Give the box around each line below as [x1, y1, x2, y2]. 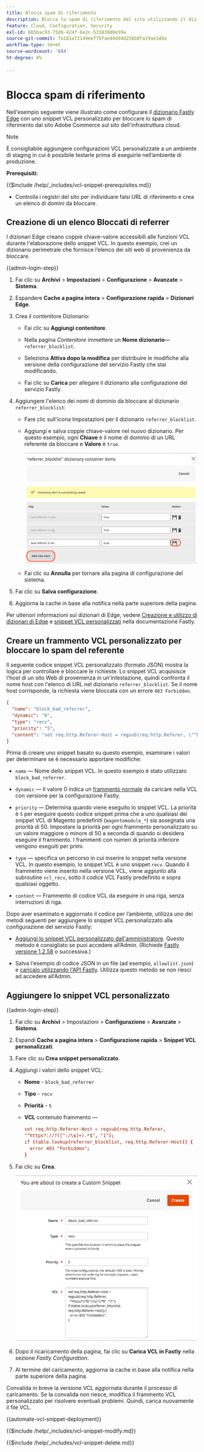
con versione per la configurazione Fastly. [15, 792, 120, 799]
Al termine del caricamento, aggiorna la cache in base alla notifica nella [15, 1366, 194, 1373]
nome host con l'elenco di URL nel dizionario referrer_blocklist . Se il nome [6, 681, 198, 688]
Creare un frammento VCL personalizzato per [6, 636, 182, 646]
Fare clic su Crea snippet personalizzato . [15, 1055, 120, 1062]
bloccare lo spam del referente [6, 645, 124, 655]
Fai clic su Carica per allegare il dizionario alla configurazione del [24, 379, 188, 386]
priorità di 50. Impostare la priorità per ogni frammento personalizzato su [15, 823, 197, 830]
